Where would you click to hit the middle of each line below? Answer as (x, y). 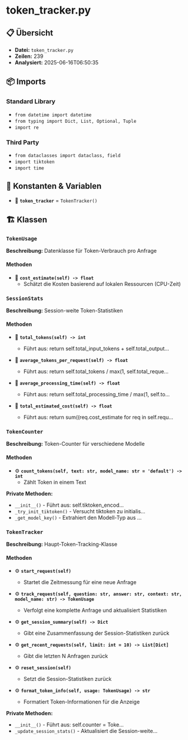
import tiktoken (34, 162)
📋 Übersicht (30, 33)
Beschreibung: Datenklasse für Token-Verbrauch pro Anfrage (82, 251)
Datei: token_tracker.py (44, 50)
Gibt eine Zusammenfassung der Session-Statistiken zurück (96, 633)
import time (29, 168)
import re (27, 128)
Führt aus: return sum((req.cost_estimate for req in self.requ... (98, 418)
